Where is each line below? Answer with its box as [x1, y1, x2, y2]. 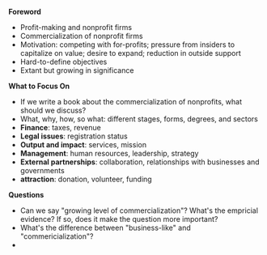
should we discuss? [19, 105, 87, 115]
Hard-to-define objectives [19, 57, 108, 66]
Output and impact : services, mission [19, 140, 147, 149]
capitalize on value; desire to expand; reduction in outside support [19, 49, 241, 57]
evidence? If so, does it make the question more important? [19, 215, 218, 223]
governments [19, 166, 65, 175]
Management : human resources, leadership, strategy [19, 149, 199, 158]
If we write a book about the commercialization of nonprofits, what [19, 97, 243, 106]
